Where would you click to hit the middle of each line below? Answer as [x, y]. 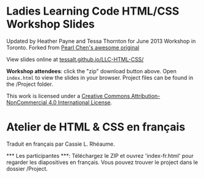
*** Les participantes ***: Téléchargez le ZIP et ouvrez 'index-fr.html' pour [100, 155]
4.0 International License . [80, 102]
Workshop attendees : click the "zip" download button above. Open [92, 71]
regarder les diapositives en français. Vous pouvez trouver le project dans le [102, 162]
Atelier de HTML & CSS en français [96, 127]
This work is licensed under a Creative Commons [68, 96]
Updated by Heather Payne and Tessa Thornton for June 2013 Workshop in [101, 41]
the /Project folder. [30, 84]
